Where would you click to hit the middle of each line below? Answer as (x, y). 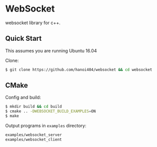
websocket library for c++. (33, 23)
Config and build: (23, 97)
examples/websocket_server (34, 135)
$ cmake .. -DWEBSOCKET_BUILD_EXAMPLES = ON (50, 111)
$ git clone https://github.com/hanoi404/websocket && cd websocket (79, 69)
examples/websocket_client (34, 139)
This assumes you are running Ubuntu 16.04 (51, 50)
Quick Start (23, 39)
